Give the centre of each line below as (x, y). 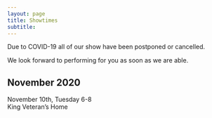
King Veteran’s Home (38, 107)
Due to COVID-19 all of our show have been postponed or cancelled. (106, 47)
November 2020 (44, 83)
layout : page (26, 14)
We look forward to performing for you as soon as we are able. (98, 60)
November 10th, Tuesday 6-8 (49, 100)
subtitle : (22, 27)
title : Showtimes (33, 20)
